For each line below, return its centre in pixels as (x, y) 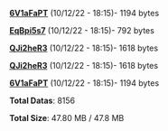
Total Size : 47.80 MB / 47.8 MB (67, 118)
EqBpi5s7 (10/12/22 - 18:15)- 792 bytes (82, 30)
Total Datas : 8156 (42, 100)
